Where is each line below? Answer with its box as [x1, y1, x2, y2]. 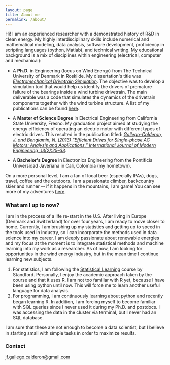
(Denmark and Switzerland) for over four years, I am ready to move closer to [5, 218, 165, 224]
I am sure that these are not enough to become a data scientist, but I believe [5, 324, 164, 330]
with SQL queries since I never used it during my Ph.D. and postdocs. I [12, 304, 160, 310]
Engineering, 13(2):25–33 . [12, 148, 67, 154]
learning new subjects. [5, 256, 53, 262]
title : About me [5, 12, 40, 17]
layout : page [5, 7, 33, 13]
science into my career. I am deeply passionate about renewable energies [5, 235, 160, 241]
